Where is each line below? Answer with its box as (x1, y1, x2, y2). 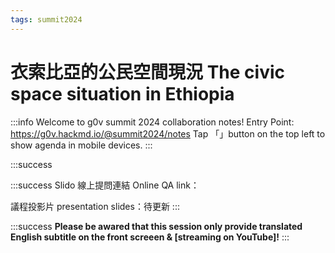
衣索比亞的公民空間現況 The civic (10, 61, 285, 83)
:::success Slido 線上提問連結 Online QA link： (10, 179, 200, 191)
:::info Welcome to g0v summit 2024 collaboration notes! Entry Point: (10, 116, 295, 128)
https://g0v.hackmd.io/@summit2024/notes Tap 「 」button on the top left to (10, 127, 326, 140)
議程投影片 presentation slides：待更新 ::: (10, 200, 180, 212)
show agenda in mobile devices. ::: (10, 139, 153, 151)
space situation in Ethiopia (10, 82, 235, 105)
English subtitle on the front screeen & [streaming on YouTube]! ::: (10, 231, 290, 243)
